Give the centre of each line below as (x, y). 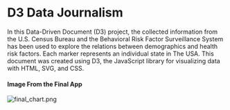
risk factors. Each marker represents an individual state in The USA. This (111, 54)
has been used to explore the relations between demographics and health (113, 46)
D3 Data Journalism (65, 13)
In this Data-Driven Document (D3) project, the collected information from (113, 32)
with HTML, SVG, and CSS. (46, 68)
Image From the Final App (45, 84)
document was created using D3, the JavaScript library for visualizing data (114, 60)
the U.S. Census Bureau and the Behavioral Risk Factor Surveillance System (115, 38)
